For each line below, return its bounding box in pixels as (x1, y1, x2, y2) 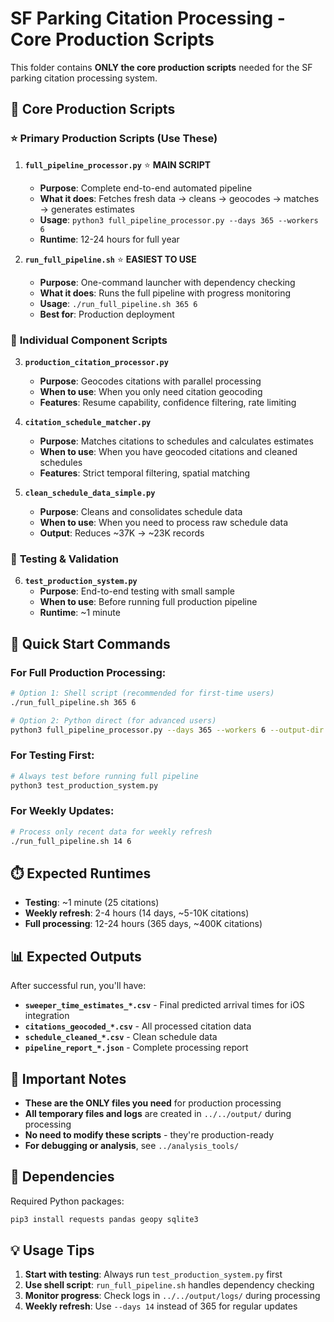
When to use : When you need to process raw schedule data (39, 516, 289, 528)
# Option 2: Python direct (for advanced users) (10, 715, 217, 726)
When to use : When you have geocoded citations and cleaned (39, 445, 298, 457)
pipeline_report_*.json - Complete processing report (24, 1042, 249, 1054)
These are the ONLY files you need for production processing (24, 1097, 282, 1109)
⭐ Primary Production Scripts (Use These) (10, 132, 218, 146)
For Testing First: (10, 748, 95, 762)
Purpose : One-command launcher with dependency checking (39, 276, 296, 288)
